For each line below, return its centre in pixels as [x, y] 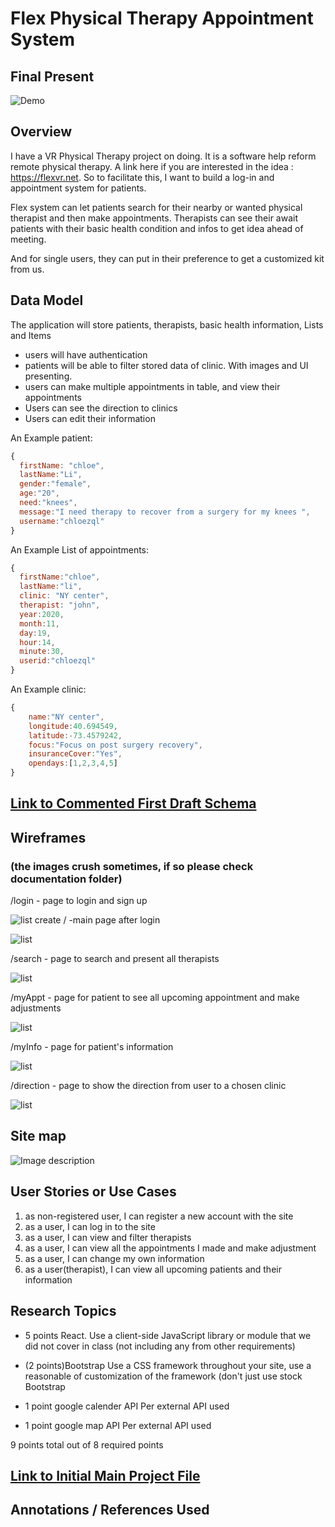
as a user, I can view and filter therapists [108, 1237]
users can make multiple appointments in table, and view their [152, 386]
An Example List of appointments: [80, 549]
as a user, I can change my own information [114, 1258]
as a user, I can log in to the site [90, 1226]
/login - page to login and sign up [79, 901]
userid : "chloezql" [58, 661]
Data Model [47, 300]
